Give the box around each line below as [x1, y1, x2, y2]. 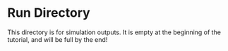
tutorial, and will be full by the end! [7, 35, 108, 43]
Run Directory [7, 5, 90, 21]
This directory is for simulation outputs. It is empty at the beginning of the [7, 28, 221, 36]
